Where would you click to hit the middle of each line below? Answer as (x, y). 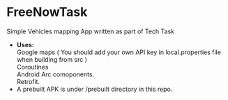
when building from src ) (52, 59)
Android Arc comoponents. (55, 74)
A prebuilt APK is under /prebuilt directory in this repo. (94, 89)
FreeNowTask (47, 12)
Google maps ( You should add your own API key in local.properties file (119, 52)
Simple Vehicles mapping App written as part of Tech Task (91, 31)
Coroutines (32, 67)
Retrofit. (28, 81)
